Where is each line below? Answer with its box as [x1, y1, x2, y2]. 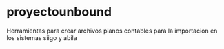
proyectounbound [6, 4, 112, 20]
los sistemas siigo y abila [6, 33, 77, 42]
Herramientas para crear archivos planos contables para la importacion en [6, 27, 218, 35]
